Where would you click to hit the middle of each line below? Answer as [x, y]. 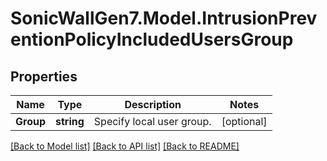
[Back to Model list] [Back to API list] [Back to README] [125, 146]
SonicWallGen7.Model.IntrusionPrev [164, 18]
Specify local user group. [152, 121]
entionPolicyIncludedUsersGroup [152, 39]
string [70, 121]
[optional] [244, 121]
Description [153, 104]
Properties [44, 76]
